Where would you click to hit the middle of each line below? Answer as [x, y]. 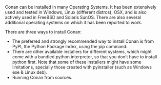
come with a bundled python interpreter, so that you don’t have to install [84, 57]
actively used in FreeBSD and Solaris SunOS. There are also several [73, 17]
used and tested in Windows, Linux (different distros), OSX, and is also [76, 12]
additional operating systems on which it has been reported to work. [74, 22]
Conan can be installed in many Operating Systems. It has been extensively [81, 7]
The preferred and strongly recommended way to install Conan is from [83, 41]
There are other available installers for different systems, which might [82, 51]
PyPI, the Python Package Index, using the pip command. [70, 46]
